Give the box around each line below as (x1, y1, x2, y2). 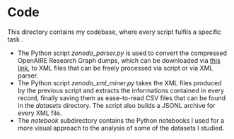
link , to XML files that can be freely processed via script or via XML (17, 64, 213, 72)
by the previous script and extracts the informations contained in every (17, 86, 225, 95)
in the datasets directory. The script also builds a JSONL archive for (17, 101, 216, 109)
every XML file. (17, 109, 62, 117)
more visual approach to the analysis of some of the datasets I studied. (17, 123, 225, 132)
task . (7, 35, 23, 43)
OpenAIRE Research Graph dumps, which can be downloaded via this (17, 56, 221, 64)
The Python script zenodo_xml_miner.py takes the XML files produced (17, 78, 222, 87)
